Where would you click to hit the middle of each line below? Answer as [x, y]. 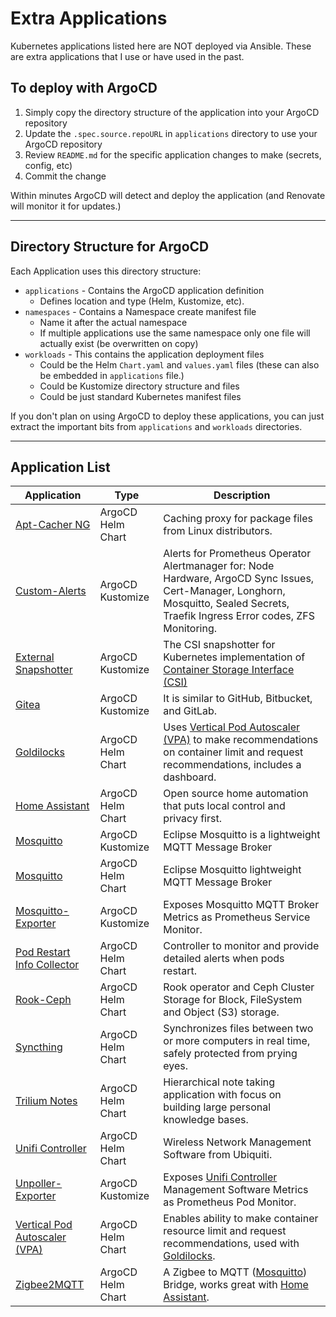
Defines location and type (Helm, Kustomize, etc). [142, 301]
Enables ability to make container [241, 1219]
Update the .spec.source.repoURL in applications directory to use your [171, 133]
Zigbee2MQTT [50, 1285]
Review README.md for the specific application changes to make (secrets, [173, 154]
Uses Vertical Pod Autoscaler [232, 727]
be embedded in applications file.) [112, 375]
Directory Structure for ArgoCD [110, 247]
